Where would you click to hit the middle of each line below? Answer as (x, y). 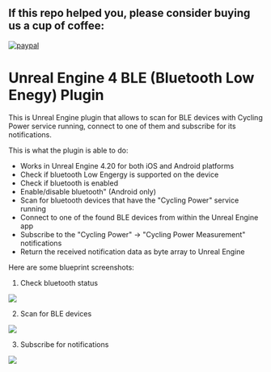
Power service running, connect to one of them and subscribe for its (122, 126)
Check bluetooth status (59, 282)
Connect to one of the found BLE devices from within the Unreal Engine (139, 217)
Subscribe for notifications (64, 344)
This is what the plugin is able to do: (68, 150)
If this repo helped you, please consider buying (129, 13)
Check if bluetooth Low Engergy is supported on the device (119, 174)
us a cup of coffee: (57, 26)
